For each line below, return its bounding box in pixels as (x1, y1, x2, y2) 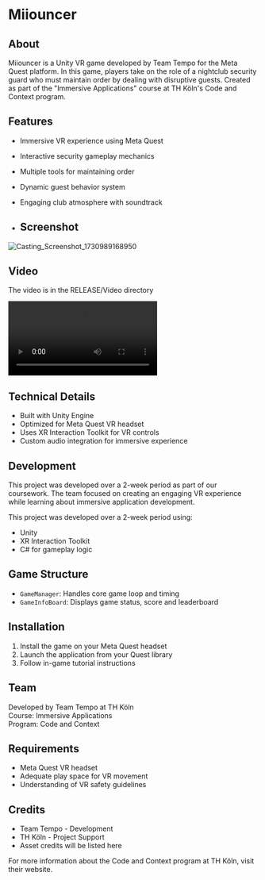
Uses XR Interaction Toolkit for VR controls (19, 428, 160, 437)
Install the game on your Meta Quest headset (19, 641, 167, 651)
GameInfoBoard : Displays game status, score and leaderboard (19, 597, 219, 606)
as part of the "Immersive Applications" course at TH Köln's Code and (8, 83, 237, 93)
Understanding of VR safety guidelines (19, 780, 147, 790)
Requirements (8, 742, 79, 755)
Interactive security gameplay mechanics (19, 151, 155, 160)
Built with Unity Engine (19, 411, 94, 421)
